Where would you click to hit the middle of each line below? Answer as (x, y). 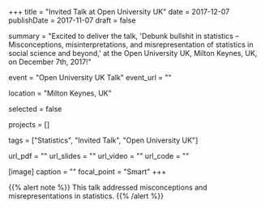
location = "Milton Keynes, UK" (60, 93)
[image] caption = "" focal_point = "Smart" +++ (88, 172)
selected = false (35, 109)
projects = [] (29, 124)
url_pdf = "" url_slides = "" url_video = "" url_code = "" (99, 156)
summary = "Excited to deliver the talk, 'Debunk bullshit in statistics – (124, 36)
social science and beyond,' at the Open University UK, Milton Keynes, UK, (133, 53)
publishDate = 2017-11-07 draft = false (72, 20)
